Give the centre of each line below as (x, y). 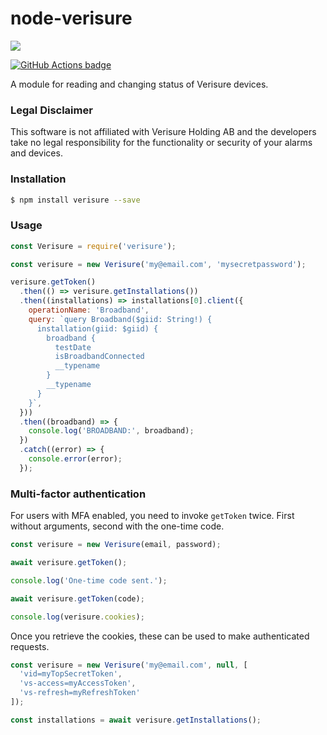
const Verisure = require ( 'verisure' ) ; (93, 246)
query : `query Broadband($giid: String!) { (120, 319)
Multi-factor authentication (78, 494)
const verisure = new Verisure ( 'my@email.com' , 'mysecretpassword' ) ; (158, 264)
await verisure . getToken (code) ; (77, 598)
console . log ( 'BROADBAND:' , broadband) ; (111, 431)
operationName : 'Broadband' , (89, 310)
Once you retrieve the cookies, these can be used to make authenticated (160, 636)
